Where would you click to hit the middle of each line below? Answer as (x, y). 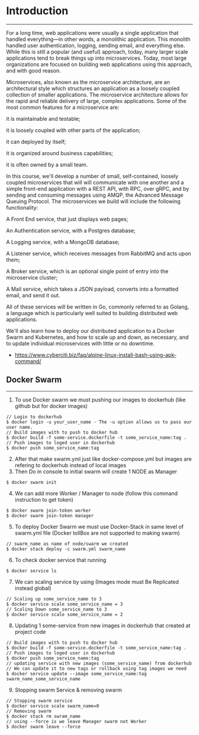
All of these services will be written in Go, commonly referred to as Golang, (98, 307)
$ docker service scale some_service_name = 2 (65, 614)
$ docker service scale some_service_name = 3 (65, 604)
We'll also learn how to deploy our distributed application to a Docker (90, 330)
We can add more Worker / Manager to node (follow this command (96, 493)
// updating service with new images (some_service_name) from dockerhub (99, 663)
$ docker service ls (32, 571)
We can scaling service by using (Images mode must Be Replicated (97, 582)
